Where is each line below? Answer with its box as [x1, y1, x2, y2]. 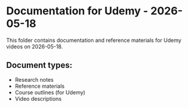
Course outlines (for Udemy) [14, 88, 86, 96]
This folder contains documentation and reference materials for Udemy [6, 36, 181, 44]
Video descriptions [14, 95, 62, 102]
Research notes [14, 76, 54, 83]
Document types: [6, 60, 73, 70]
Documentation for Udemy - [6, 4, 148, 18]
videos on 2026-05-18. [6, 43, 63, 50]
